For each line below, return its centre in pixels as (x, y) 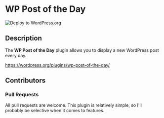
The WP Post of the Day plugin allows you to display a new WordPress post (82, 50)
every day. (16, 55)
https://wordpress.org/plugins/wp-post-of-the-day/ (58, 65)
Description (23, 38)
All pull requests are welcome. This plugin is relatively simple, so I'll (74, 105)
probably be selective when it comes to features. (55, 111)
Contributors (25, 81)
